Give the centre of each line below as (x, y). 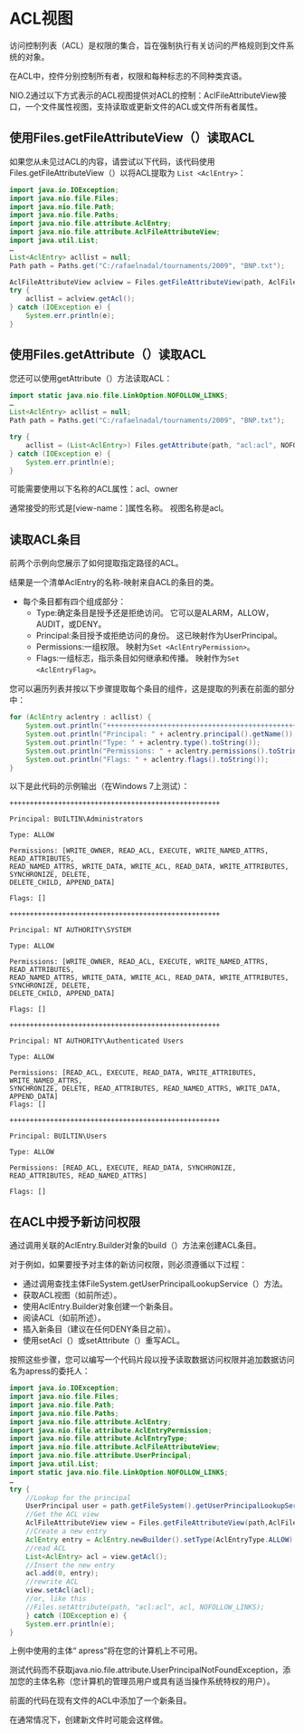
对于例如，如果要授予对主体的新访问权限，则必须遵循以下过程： (128, 1265)
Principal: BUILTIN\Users (58, 1136)
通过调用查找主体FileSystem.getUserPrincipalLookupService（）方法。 (155, 1284)
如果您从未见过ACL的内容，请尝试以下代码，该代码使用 (112, 161)
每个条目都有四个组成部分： (74, 602)
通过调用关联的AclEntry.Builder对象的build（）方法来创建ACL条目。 (135, 1246)
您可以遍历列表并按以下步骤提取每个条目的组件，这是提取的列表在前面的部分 (152, 688)
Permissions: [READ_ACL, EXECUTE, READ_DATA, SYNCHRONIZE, (123, 1168)
